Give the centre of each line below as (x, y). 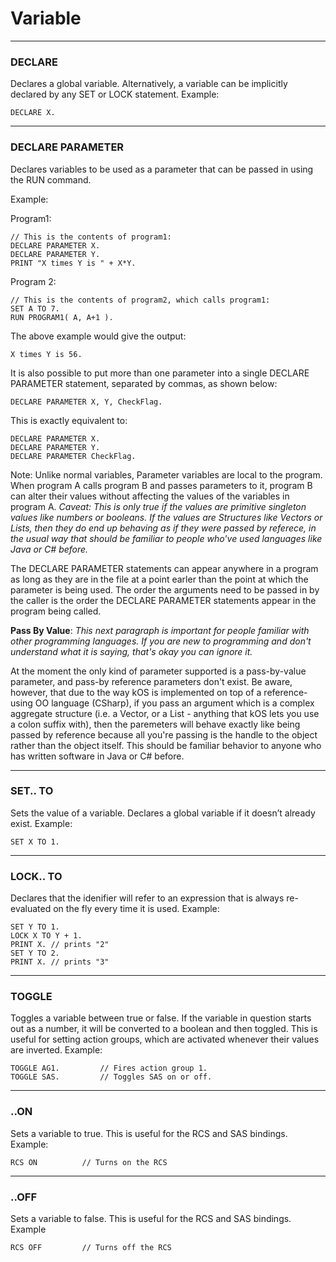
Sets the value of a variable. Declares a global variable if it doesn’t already (163, 813)
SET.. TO (32, 791)
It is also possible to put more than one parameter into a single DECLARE (160, 373)
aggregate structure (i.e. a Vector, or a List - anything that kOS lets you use (165, 713)
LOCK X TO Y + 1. (46, 936)
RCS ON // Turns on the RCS (89, 1162)
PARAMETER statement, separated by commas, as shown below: (144, 383)
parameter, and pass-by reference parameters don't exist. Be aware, (151, 681)
